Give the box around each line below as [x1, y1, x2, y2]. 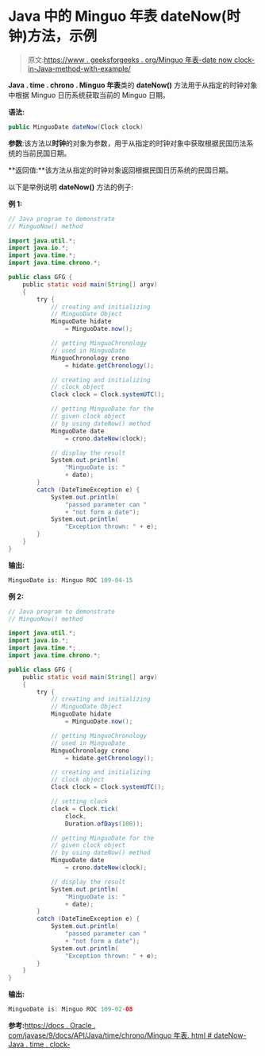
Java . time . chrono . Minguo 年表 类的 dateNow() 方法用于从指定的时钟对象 [8, 80, 258, 90]
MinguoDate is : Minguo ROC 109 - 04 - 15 [8, 576, 133, 584]
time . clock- [29, 1039, 71, 1050]
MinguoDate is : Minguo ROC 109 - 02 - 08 [8, 1005, 133, 1014]
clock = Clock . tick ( [50, 805, 119, 813]
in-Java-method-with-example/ [27, 64, 131, 73]
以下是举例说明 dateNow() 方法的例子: [8, 182, 133, 192]
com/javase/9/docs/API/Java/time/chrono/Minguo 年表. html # [8, 1031, 213, 1040]
